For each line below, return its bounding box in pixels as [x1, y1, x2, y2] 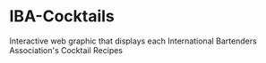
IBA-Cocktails [9, 6, 115, 27]
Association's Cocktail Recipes [9, 44, 124, 55]
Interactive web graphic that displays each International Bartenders [9, 35, 257, 46]
